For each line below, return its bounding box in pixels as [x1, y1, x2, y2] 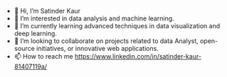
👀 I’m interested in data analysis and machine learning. [14, 14, 174, 23]
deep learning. [14, 29, 57, 37]
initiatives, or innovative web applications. [36, 45, 159, 52]
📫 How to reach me [14, 52, 73, 60]
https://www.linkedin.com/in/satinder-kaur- [74, 52, 201, 60]
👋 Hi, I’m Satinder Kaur [14, 7, 80, 15]
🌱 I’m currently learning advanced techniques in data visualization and [14, 22, 221, 30]
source [14, 45, 36, 52]
